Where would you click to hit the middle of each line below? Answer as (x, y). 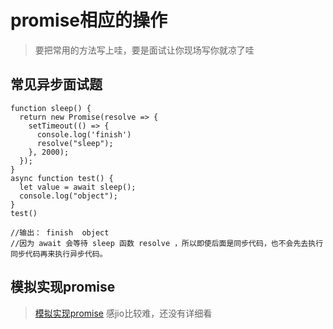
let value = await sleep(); (78, 187)
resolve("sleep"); (75, 143)
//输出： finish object (60, 232)
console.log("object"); (68, 196)
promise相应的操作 (89, 20)
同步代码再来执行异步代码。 (59, 254)
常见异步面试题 (56, 84)
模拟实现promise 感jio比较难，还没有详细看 (123, 313)
